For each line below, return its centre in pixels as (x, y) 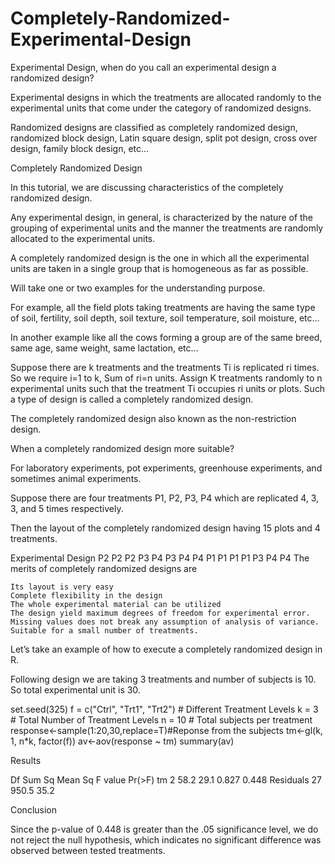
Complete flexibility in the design (86, 595)
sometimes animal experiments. (76, 478)
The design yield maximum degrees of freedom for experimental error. (160, 613)
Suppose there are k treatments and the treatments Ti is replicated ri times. (165, 367)
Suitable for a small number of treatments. (104, 630)
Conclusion (34, 809)
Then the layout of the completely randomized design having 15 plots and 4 (165, 528)
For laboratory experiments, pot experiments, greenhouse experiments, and (166, 468)
